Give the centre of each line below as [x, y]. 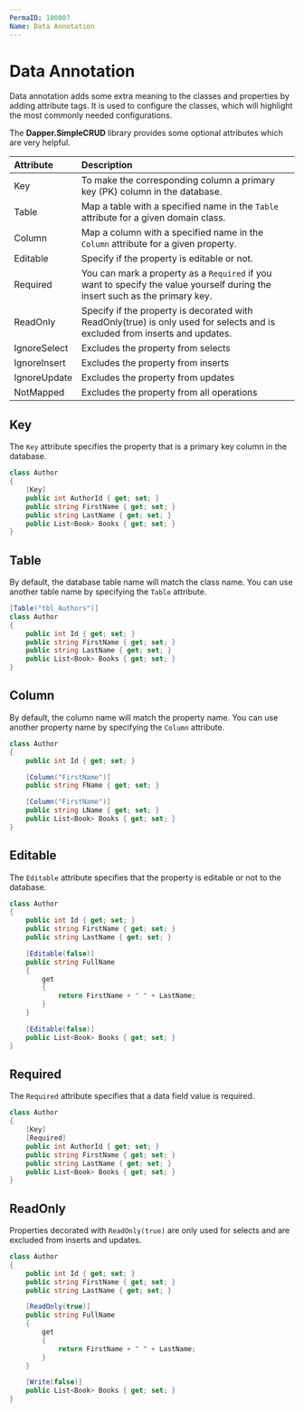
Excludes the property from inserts [155, 363]
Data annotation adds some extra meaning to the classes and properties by [149, 96]
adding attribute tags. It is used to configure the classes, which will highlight [151, 106]
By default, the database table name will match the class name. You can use [151, 583]
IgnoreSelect [41, 348]
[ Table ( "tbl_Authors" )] [54, 609]
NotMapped [39, 393]
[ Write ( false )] [54, 1382]
